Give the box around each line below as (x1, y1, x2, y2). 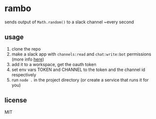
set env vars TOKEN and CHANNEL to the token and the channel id (11, 67, 146, 72)
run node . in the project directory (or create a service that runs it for (11, 77, 149, 83)
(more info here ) (11, 56, 45, 62)
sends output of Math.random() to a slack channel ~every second (4, 19, 134, 25)
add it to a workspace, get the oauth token (11, 61, 96, 67)
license (4, 96, 27, 104)
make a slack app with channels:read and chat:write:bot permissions (11, 51, 151, 57)
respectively (11, 71, 37, 78)
